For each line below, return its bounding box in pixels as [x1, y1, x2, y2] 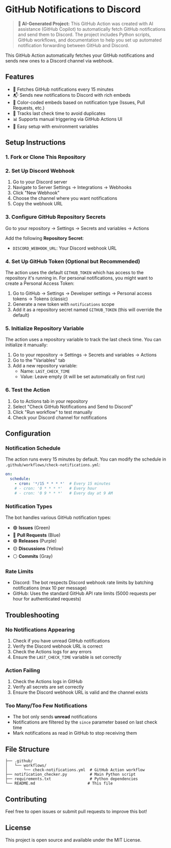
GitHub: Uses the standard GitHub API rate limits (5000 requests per [12, 590, 157, 596]
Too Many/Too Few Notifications [5, 702, 88, 709]
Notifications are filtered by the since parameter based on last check [12, 719, 157, 726]
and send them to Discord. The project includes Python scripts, [17, 31, 151, 37]
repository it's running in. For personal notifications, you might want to [5, 275, 153, 281]
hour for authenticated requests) [12, 596, 82, 602]
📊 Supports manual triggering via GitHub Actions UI [12, 116, 123, 122]
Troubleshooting [5, 611, 60, 619]
